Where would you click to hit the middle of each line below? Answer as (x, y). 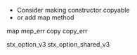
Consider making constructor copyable (73, 10)
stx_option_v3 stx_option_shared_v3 (58, 44)
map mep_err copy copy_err (47, 31)
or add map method (45, 17)
